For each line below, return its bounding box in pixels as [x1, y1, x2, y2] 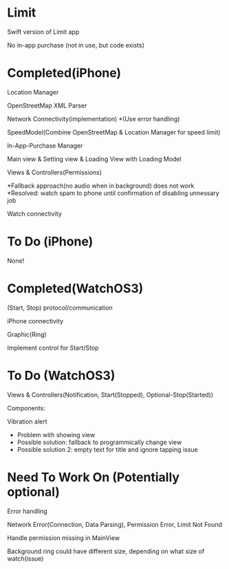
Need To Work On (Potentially [7, 469, 180, 485]
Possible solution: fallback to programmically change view [17, 438, 182, 446]
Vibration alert [7, 417, 47, 426]
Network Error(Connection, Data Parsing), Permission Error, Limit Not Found [7, 520, 222, 528]
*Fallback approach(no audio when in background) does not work [7, 181, 195, 190]
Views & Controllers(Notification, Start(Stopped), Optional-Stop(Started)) [7, 390, 214, 399]
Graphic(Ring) [7, 330, 47, 339]
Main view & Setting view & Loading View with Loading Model [7, 154, 182, 163]
